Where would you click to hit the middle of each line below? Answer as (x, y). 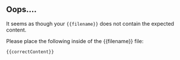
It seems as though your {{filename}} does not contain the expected (90, 23)
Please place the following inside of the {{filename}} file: (75, 41)
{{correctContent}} (30, 52)
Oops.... (22, 10)
